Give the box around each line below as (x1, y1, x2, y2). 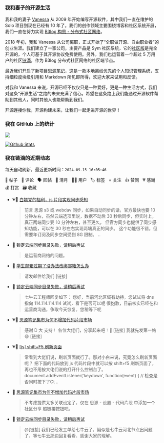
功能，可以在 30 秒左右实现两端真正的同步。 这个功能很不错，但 (28, 225, 158, 231)
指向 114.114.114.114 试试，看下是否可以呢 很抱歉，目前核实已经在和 (24, 300, 158, 306)
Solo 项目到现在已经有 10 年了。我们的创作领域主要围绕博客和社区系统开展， (5, 23, 159, 28)
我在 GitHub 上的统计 (5, 121, 55, 128)
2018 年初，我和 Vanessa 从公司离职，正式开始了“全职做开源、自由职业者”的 (5, 39, 159, 45)
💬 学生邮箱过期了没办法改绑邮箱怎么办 (12, 262, 89, 268)
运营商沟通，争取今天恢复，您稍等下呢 (24, 306, 102, 312)
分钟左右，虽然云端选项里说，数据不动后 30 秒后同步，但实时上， (24, 213, 156, 219)
